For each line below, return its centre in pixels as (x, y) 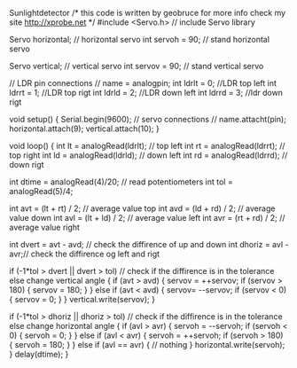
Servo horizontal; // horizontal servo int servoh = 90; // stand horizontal (140, 39)
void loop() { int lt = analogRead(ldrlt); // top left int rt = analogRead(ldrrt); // (147, 146)
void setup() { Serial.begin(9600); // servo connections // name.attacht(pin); (148, 119)
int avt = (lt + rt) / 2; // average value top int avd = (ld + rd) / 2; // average (142, 208)
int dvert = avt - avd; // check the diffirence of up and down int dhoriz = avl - (149, 244)
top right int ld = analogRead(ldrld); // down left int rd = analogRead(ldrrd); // (148, 155)
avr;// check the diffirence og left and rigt (85, 254)
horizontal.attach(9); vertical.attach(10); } (84, 129)
